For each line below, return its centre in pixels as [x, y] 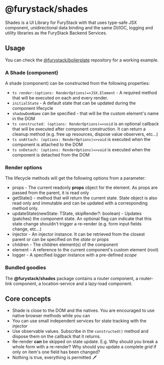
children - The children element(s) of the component [65, 244]
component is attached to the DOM [47, 144]
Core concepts [28, 299]
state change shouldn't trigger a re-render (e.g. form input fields [77, 224]
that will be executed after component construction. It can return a [79, 129]
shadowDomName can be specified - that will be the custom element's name [85, 114]
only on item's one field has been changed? [56, 352]
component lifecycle [33, 108]
